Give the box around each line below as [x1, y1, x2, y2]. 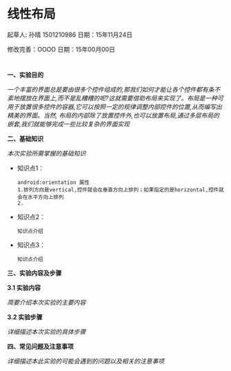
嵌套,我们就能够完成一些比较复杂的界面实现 [7, 120, 130, 129]
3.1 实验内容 [7, 284, 41, 292]
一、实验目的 [7, 70, 43, 79]
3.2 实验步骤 [7, 313, 43, 321]
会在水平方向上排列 [17, 194, 64, 201]
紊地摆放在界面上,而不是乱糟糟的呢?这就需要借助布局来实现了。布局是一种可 [7, 94, 224, 102]
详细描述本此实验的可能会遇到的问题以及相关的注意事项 [7, 357, 164, 365]
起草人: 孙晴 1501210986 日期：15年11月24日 [7, 30, 133, 39]
